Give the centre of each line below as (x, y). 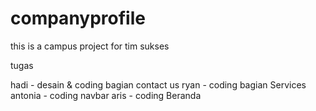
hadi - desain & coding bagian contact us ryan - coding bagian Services (158, 84)
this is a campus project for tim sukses (90, 46)
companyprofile (78, 18)
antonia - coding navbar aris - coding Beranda (106, 95)
